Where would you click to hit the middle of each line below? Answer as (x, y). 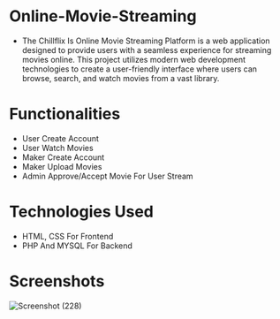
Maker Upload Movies (62, 166)
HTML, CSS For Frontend (68, 236)
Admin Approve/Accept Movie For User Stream (107, 176)
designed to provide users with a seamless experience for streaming (147, 49)
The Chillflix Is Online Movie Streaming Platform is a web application (146, 41)
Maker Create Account (63, 157)
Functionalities (65, 114)
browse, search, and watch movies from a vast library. (121, 78)
